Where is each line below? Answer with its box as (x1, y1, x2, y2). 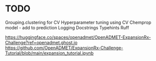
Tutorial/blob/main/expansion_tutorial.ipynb (5, 50, 94, 56)
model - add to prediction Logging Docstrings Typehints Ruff (5, 24, 129, 30)
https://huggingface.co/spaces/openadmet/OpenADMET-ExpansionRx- (5, 34, 151, 40)
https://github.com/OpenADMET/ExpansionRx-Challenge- (5, 45, 123, 51)
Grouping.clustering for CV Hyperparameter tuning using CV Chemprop (5, 19, 152, 25)
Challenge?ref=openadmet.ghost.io (5, 39, 78, 45)
